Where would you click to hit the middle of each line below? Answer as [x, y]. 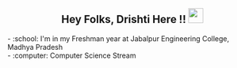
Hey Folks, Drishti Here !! [124, 19]
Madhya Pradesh [35, 47]
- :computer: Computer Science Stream [72, 55]
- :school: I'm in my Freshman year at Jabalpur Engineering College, [118, 38]
